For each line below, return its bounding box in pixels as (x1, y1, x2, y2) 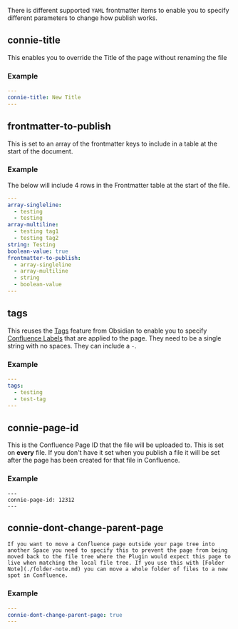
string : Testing (7, 241, 56, 248)
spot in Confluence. (7, 572, 69, 579)
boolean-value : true (7, 248, 69, 255)
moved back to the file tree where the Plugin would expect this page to (7, 553, 232, 560)
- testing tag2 (14, 235, 59, 242)
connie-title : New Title (7, 94, 81, 101)
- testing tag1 (14, 228, 59, 235)
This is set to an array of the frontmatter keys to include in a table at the (7, 139, 217, 148)
